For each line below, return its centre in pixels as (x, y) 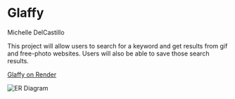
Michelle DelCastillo (36, 32)
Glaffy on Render (32, 74)
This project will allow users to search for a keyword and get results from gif (118, 46)
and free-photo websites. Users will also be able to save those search (108, 53)
